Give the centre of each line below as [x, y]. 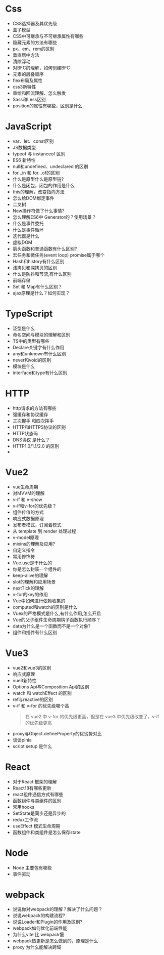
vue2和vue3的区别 [32, 668]
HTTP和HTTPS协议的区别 [39, 427]
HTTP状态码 [25, 433]
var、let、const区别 [33, 141]
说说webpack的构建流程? [39, 916]
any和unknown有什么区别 [39, 354]
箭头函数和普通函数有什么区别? [45, 248]
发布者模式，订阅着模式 [37, 525]
